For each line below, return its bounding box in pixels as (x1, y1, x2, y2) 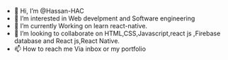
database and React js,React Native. (13, 37, 120, 45)
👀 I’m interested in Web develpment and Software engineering (13, 14, 195, 23)
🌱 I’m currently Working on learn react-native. (13, 22, 147, 30)
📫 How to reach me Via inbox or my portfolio (13, 44, 147, 53)
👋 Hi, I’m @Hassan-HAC (13, 7, 84, 15)
